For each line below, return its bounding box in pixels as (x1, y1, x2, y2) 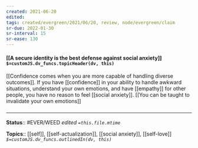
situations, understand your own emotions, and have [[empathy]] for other (6, 85, 186, 92)
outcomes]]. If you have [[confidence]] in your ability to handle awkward (6, 79, 182, 86)
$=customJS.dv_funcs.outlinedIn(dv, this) (6, 136, 112, 142)
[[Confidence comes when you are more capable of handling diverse (6, 73, 174, 80)
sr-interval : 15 (6, 31, 46, 37)
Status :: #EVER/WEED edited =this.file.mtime (6, 119, 121, 126)
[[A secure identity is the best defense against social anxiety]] (6, 54, 162, 61)
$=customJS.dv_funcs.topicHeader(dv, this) (6, 60, 115, 67)
